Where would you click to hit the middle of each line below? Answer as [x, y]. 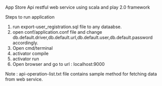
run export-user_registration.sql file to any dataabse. [67, 27]
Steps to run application [30, 17]
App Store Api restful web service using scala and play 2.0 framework [77, 7]
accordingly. [25, 43]
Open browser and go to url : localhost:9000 [58, 64]
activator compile [30, 53]
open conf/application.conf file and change [57, 32]
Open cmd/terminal [32, 48]
